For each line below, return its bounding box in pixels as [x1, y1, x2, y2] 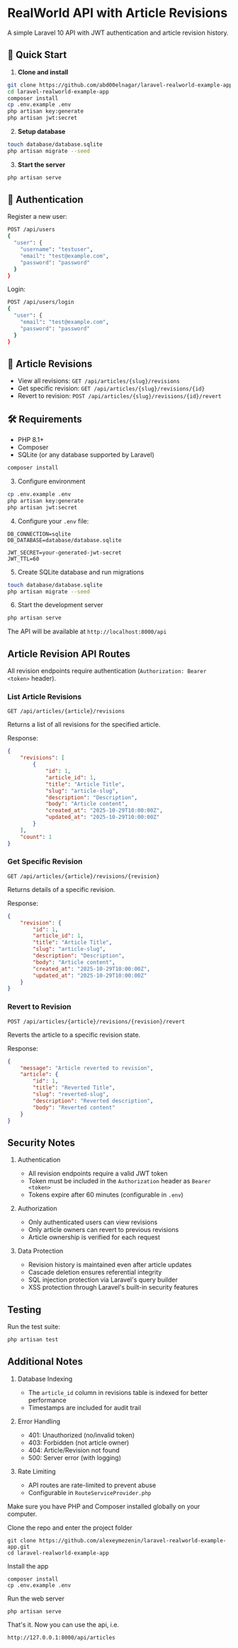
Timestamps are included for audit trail [28, 1403, 142, 1411]
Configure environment [17, 477, 86, 486]
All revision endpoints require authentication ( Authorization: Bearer [7, 667, 207, 675]
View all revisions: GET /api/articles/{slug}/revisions [17, 377, 181, 385]
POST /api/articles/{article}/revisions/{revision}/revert [7, 1018, 186, 1025]
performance [28, 1396, 67, 1404]
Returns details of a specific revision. [7, 885, 115, 893]
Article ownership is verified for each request [28, 1233, 161, 1241]
